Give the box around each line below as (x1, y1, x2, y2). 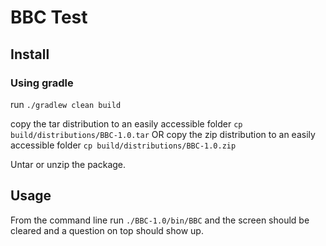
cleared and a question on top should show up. (10, 224, 204, 236)
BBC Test (10, 6, 88, 29)
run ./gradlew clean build (10, 98, 122, 110)
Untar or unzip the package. (10, 158, 127, 170)
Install (10, 46, 50, 63)
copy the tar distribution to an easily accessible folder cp (10, 117, 243, 130)
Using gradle (10, 76, 74, 90)
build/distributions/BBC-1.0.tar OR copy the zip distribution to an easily (10, 128, 316, 140)
